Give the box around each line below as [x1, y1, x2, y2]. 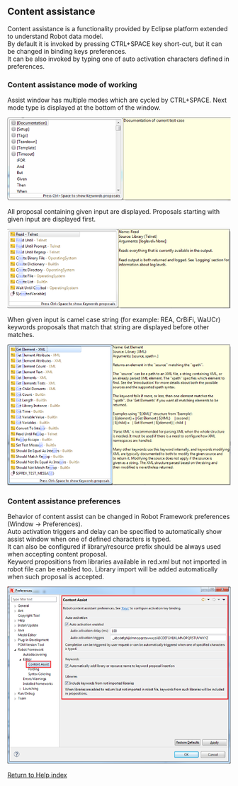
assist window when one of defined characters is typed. [7, 535, 171, 543]
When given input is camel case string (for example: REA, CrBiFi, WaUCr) [7, 315, 221, 324]
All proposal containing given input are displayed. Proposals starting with [7, 207, 220, 215]
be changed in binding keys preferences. [7, 47, 127, 55]
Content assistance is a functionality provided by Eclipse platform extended [7, 24, 228, 33]
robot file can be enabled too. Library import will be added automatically [7, 564, 218, 573]
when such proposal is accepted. [7, 572, 105, 581]
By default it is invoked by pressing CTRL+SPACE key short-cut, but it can [7, 39, 222, 48]
